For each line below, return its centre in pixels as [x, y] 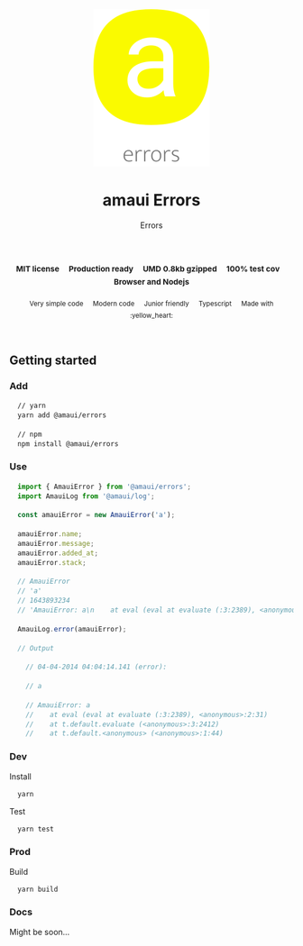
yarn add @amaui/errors [62, 415]
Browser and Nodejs [151, 282]
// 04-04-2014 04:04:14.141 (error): [96, 667]
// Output [36, 648]
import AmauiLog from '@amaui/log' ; [86, 496]
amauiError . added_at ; [58, 553]
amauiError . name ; [50, 534]
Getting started [53, 360]
